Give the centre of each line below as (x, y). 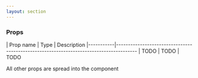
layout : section (26, 11)
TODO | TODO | (160, 51)
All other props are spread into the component (62, 69)
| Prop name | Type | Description (46, 45)
